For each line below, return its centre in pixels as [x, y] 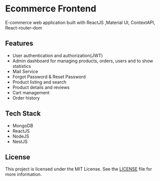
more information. [23, 175]
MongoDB [23, 126]
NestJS [20, 141]
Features [19, 44]
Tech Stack [23, 113]
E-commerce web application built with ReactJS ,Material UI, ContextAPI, [80, 22]
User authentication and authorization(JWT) [58, 55]
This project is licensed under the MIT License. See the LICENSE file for [79, 169]
